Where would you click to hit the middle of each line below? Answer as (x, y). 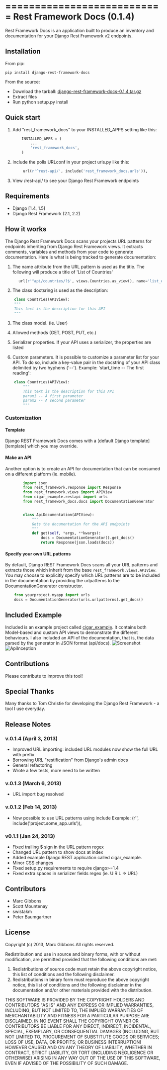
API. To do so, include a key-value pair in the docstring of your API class (86, 362)
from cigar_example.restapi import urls (65, 497)
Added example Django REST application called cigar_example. (77, 857)
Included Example (34, 615)
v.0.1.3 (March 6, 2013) (33, 784)
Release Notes (28, 724)
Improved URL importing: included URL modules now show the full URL (85, 749)
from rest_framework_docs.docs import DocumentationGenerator (89, 502)
